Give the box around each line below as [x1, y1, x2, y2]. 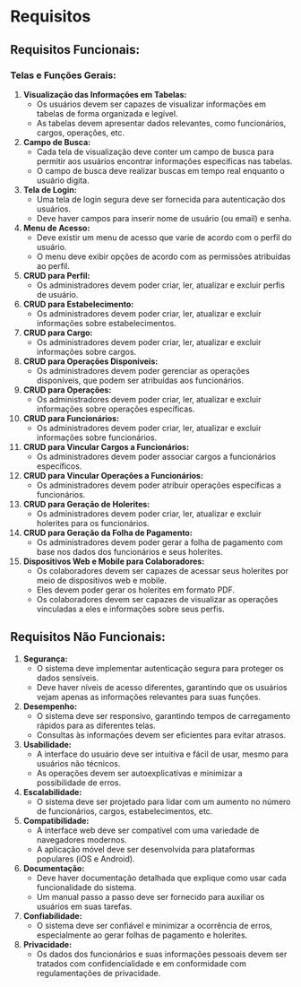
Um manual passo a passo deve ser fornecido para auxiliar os [36, 891, 265, 902]
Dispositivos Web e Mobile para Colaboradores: [22, 556, 205, 567]
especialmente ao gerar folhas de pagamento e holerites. [36, 930, 248, 940]
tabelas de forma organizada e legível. [36, 108, 178, 118]
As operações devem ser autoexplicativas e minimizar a [36, 767, 243, 778]
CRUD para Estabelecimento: [22, 299, 134, 309]
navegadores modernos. [36, 834, 128, 844]
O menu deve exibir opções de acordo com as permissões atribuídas [36, 251, 291, 262]
